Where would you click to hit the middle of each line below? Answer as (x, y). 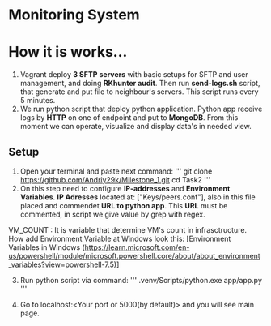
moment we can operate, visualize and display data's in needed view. (136, 127)
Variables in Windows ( (47, 247)
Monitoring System (74, 15)
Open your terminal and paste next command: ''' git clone (116, 171)
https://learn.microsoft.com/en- (137, 247)
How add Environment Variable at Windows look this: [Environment (120, 238)
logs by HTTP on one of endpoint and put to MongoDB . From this (129, 118)
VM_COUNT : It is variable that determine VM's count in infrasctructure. (128, 229)
